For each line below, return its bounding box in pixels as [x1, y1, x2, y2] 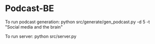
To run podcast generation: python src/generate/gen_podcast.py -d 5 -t [5, 19, 150, 25]
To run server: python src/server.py [5, 33, 77, 39]
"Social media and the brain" [5, 24, 63, 29]
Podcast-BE [5, 3, 54, 14]
